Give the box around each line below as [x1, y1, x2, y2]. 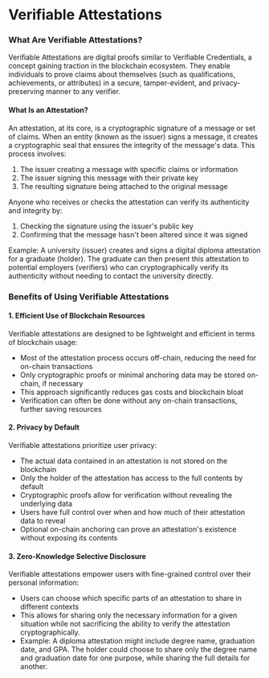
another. [19, 662, 48, 672]
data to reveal [19, 516, 66, 526]
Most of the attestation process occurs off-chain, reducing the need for [19, 352, 257, 363]
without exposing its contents [19, 533, 118, 543]
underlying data [19, 499, 73, 508]
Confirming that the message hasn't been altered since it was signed [19, 229, 248, 239]
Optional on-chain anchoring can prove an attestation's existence [19, 524, 237, 534]
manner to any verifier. [45, 87, 121, 97]
